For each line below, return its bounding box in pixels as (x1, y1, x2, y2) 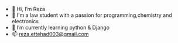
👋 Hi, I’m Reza (11, 6, 46, 12)
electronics (11, 18, 39, 24)
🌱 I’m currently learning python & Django (11, 24, 110, 31)
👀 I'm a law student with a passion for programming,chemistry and (11, 12, 173, 19)
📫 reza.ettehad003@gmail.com (11, 31, 89, 37)
